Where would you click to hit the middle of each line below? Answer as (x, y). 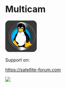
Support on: (18, 60)
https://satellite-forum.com (33, 69)
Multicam (25, 9)
